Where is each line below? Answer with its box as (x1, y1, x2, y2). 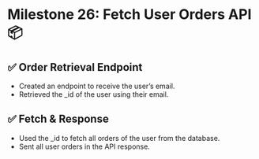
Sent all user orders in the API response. (18, 142, 151, 151)
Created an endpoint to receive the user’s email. (18, 81, 175, 91)
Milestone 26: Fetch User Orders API (7, 6, 252, 24)
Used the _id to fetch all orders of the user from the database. (18, 133, 220, 142)
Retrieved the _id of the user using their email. (18, 90, 169, 99)
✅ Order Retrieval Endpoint (7, 61, 143, 74)
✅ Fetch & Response (7, 113, 110, 126)
